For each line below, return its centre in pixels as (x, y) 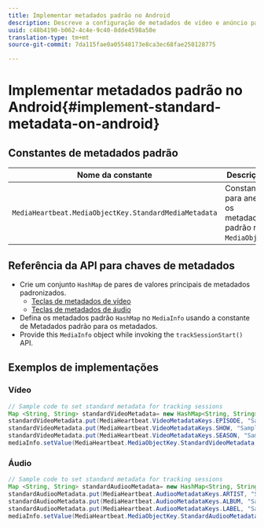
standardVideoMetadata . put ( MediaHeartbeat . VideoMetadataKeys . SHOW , (121, 428)
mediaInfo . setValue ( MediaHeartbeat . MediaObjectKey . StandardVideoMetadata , (133, 443)
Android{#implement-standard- (115, 107)
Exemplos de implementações (83, 368)
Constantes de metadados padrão (93, 153)
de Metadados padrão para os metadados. (89, 326)
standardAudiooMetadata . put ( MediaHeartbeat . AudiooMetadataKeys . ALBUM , (126, 501)
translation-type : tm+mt (49, 37)
